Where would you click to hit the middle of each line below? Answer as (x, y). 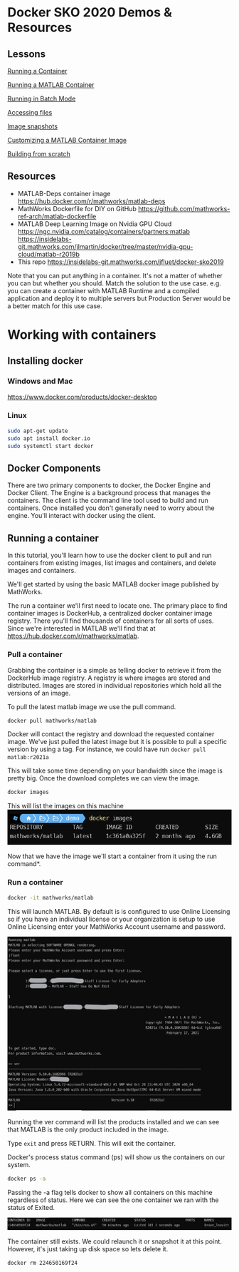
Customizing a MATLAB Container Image (67, 140)
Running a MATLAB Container (51, 85)
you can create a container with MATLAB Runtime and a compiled (103, 290)
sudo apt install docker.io (49, 438)
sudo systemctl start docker (51, 446)
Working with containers (82, 335)
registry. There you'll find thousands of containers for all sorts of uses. (111, 621)
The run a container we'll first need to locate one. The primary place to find (117, 606)
